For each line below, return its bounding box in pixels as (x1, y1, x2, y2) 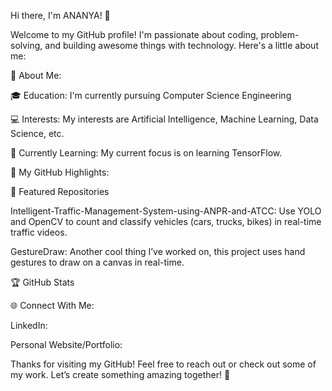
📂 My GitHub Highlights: (10, 166, 110, 178)
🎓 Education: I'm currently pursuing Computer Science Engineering (10, 90, 292, 101)
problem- (260, 29, 300, 40)
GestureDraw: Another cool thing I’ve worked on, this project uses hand (10, 246, 306, 257)
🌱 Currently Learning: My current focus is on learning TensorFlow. (10, 147, 283, 159)
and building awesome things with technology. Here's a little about (44, 40, 319, 51)
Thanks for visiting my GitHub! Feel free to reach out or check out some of (10, 358, 317, 370)
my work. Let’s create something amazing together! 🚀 (10, 369, 231, 380)
